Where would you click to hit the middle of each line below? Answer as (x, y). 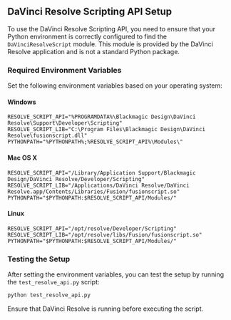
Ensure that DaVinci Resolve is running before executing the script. (106, 309)
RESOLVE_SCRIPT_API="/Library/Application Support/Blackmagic (102, 173)
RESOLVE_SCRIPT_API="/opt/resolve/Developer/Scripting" (92, 228)
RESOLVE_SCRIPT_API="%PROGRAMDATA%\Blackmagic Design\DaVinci (102, 117)
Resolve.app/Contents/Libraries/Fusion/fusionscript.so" (94, 192)
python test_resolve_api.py (49, 295)
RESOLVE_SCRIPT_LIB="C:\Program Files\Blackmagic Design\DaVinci (106, 130)
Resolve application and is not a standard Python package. (94, 51)
